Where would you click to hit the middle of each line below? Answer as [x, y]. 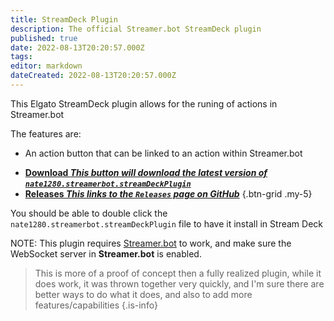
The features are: [46, 133]
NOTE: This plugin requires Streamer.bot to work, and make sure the [151, 243]
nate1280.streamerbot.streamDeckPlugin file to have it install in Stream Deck [166, 223]
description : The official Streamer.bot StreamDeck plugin [136, 29]
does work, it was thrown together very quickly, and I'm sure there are [179, 283]
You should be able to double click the [89, 213]
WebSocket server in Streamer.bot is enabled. [106, 253]
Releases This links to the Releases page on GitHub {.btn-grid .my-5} [168, 193]
